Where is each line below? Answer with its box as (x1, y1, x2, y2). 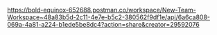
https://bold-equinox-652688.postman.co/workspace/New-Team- (7, 6, 196, 14)
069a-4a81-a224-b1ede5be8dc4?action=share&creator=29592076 (7, 21, 200, 28)
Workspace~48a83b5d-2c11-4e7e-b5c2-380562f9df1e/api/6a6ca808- (7, 13, 210, 21)
